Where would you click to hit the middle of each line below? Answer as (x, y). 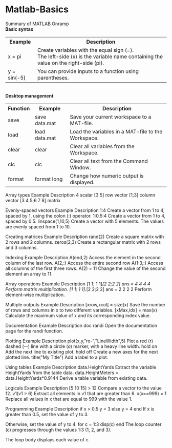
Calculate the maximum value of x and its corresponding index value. (78, 315)
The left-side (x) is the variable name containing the (100, 56)
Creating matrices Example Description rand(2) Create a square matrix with (85, 237)
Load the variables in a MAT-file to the (116, 131)
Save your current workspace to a (111, 116)
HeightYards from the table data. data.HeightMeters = (62, 373)
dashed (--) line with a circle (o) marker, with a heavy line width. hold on (81, 346)
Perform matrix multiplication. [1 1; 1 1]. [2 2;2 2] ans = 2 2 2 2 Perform (79, 289)
